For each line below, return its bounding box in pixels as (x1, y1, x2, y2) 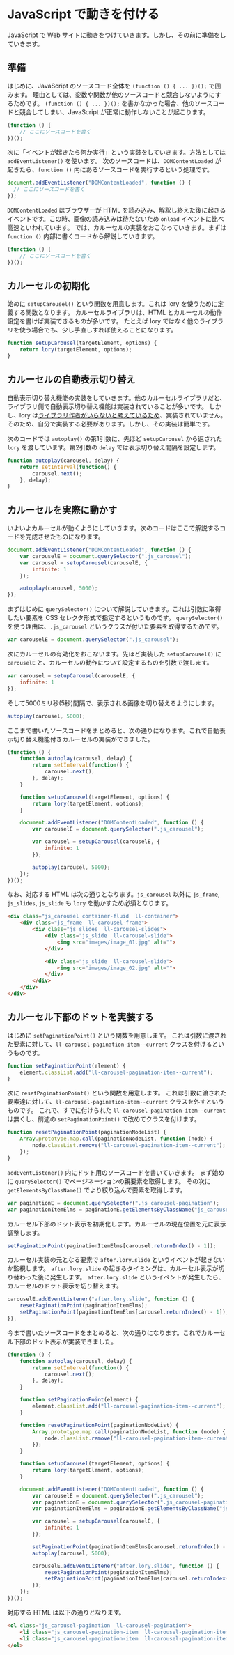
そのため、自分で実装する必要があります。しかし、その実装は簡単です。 (7, 419, 214, 428)
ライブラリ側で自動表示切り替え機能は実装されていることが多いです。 (7, 402, 208, 410)
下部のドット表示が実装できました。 (13, 1337, 117, 1346)
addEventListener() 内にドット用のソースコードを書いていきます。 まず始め (7, 1168, 225, 1176)
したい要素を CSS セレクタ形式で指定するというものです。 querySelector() (7, 614, 224, 622)
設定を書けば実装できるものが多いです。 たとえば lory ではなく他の (7, 317, 200, 325)
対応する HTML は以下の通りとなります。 (7, 1608, 125, 1617)
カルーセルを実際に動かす (7, 504, 117, 516)
